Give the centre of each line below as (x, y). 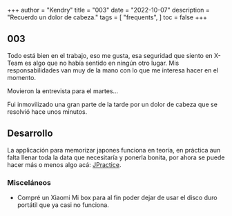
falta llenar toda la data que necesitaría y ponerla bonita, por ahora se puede (116, 157)
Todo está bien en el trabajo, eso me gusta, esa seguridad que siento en (110, 55)
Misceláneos (29, 182)
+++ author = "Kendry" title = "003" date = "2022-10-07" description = (109, 10)
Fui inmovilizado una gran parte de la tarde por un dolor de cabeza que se (112, 104)
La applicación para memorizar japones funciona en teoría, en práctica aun (114, 150)
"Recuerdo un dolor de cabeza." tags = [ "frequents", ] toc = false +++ (107, 17)
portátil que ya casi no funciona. (63, 205)
